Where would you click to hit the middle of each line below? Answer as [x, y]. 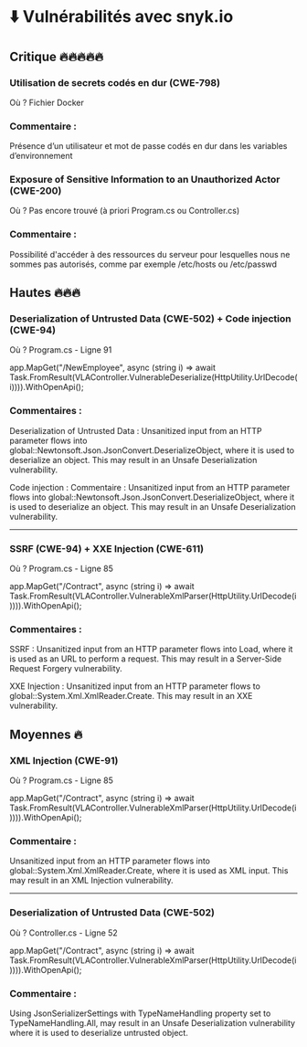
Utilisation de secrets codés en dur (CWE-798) [115, 82]
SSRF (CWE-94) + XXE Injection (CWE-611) [106, 548]
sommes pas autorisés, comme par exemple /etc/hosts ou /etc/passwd [143, 264]
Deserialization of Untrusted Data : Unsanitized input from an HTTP [136, 430]
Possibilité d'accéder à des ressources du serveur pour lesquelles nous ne [150, 254]
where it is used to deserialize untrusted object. [99, 1032]
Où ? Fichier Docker [47, 102]
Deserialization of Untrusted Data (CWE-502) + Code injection [150, 319]
